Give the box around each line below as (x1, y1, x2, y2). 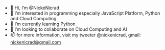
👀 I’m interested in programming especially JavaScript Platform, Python (10, 10, 160, 16)
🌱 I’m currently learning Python (10, 21, 76, 27)
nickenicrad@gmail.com (10, 39, 61, 45)
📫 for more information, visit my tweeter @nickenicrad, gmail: (10, 32, 142, 38)
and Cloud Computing (10, 16, 57, 21)
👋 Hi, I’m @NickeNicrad (10, 5, 60, 11)
